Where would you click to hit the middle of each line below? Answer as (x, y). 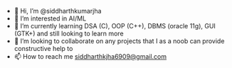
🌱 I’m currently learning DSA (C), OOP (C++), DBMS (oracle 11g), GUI (115, 26)
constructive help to (43, 49)
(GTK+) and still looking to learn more (69, 33)
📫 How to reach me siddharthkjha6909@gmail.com (90, 56)
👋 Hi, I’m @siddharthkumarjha (58, 11)
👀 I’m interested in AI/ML (50, 18)
